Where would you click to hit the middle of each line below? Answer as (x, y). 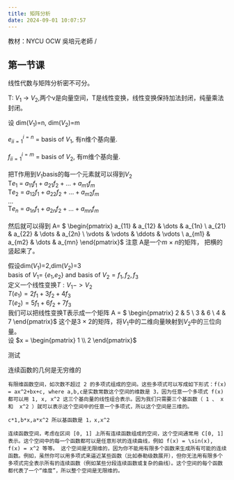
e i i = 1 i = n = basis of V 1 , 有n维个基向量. (63, 139)
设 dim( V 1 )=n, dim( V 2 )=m (44, 123)
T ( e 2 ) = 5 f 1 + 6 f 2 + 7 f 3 (40, 303)
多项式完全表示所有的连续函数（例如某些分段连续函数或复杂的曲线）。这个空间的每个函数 (116, 463)
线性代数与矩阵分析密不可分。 (50, 83)
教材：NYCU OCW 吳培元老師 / (52, 41)
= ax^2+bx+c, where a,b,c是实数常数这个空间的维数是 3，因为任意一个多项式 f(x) (116, 391)
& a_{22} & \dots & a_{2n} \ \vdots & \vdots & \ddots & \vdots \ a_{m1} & (109, 234)
